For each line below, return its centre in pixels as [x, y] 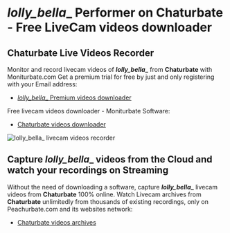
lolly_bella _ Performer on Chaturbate [115, 13]
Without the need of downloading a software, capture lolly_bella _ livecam [113, 187]
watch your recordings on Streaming [88, 170]
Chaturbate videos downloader [61, 124]
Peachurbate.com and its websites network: [70, 209]
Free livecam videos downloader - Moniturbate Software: [89, 111]
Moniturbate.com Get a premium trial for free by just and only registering [111, 77]
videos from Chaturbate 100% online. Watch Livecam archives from [105, 194]
